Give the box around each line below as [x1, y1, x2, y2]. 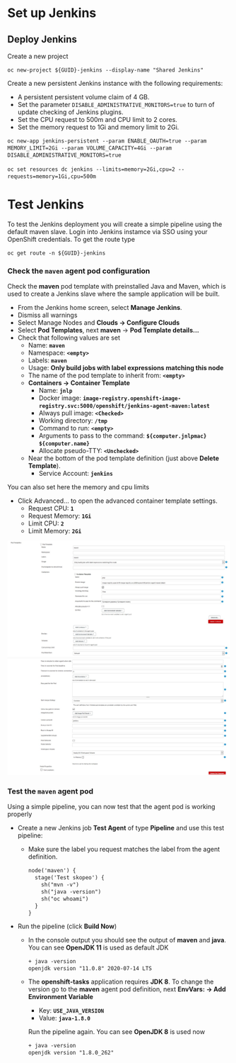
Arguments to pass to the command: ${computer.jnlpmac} [38, 431, 207, 440]
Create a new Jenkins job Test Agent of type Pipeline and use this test [17, 824, 225, 833]
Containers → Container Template [28, 379, 131, 387]
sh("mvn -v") [41, 881, 80, 889]
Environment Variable [28, 993, 94, 1001]
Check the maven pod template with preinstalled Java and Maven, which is [7, 282, 226, 291]
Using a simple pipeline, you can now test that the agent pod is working [7, 803, 216, 811]
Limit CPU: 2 [28, 519, 64, 528]
